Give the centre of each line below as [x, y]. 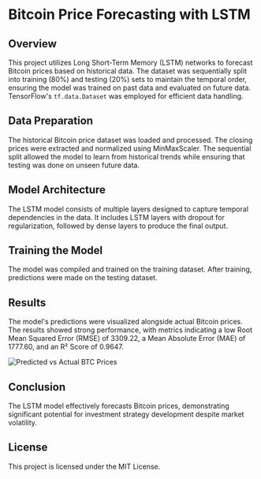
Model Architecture [57, 190]
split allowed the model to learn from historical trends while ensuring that [127, 156]
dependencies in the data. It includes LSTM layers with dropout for [116, 217]
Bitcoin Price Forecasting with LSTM [129, 15]
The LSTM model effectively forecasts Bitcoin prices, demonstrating [119, 406]
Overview [33, 44]
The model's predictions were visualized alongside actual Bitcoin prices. [125, 322]
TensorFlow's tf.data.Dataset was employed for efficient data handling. [126, 96]
